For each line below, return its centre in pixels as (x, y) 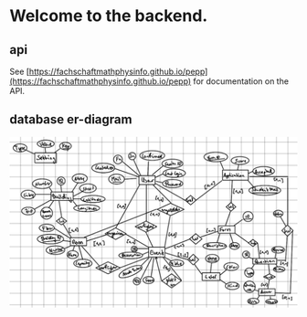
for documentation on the (241, 81)
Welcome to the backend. (109, 16)
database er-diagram (71, 120)
